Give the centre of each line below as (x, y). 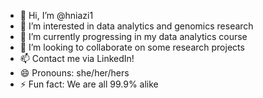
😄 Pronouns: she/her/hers (74, 73)
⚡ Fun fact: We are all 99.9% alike (89, 84)
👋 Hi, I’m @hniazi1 (56, 15)
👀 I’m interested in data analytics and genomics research (136, 26)
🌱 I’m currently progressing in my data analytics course (133, 36)
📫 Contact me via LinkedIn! (77, 58)
